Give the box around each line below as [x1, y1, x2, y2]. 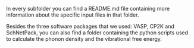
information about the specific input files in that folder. [6, 11, 139, 18]
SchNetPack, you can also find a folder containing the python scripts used [6, 29, 189, 36]
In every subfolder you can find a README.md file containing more [6, 5, 170, 12]
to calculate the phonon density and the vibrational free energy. [6, 36, 162, 42]
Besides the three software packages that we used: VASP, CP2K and [6, 23, 174, 30]
